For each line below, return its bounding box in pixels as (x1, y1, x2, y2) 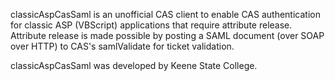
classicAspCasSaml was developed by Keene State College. (10, 60, 258, 71)
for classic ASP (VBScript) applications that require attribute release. (10, 19, 293, 31)
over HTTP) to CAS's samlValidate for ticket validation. (10, 40, 235, 52)
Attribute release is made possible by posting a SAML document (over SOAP (10, 30, 325, 41)
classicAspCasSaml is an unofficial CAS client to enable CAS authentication (10, 9, 321, 20)
